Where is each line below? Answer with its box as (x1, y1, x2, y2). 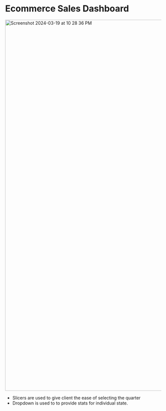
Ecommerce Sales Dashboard (5, 3, 129, 14)
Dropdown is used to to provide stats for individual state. (12, 400, 128, 406)
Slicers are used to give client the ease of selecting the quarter (12, 395, 141, 401)
